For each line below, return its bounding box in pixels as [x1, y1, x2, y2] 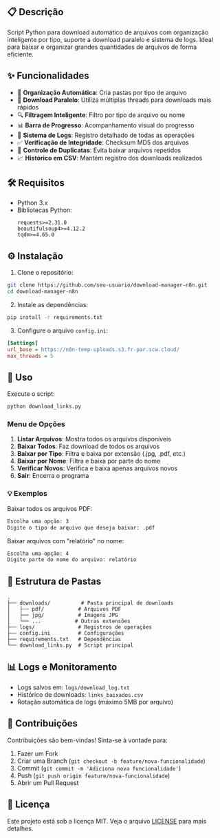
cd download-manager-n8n [7, 289, 78, 295]
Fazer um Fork [16, 749, 58, 757]
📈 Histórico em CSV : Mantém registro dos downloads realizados [16, 154, 203, 162]
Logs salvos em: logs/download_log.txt [16, 683, 130, 691]
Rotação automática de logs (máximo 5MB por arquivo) [16, 698, 174, 706]
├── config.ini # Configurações [7, 630, 125, 637]
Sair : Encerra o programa [16, 472, 89, 480]
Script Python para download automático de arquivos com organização [7, 28, 209, 36]
